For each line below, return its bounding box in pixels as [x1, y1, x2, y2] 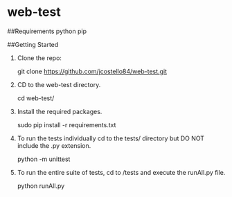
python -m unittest [17, 155, 71, 163]
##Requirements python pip [7, 27, 87, 35]
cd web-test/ [17, 94, 55, 102]
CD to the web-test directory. [17, 80, 101, 88]
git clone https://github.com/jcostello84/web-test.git [17, 67, 168, 75]
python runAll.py [17, 181, 65, 190]
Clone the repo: [17, 53, 62, 62]
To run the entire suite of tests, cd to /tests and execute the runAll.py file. [17, 168, 226, 176]
